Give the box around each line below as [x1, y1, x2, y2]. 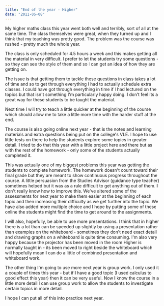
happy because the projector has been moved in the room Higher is [5, 239, 142, 245]
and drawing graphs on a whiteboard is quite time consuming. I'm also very [5, 234, 158, 240]
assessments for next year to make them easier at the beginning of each [5, 193, 152, 199]
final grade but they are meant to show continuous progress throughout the [5, 172, 158, 178]
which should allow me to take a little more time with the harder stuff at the [5, 111, 156, 117]
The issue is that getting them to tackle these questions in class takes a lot [5, 76, 156, 82]
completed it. [5, 152, 32, 158]
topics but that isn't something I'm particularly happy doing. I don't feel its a [5, 92, 158, 97]
